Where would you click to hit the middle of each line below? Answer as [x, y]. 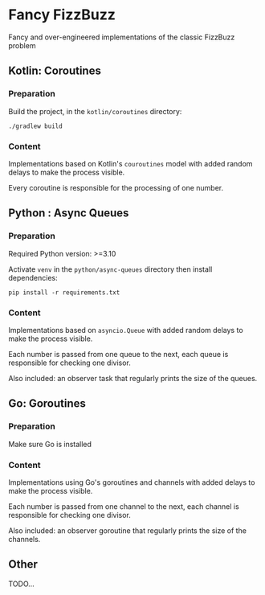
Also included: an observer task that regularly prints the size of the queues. [133, 378]
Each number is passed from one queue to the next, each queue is [118, 354]
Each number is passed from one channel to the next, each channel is [124, 506]
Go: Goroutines [47, 404]
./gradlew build [35, 126]
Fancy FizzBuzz [62, 15]
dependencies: [33, 277]
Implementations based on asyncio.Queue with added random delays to [126, 330]
